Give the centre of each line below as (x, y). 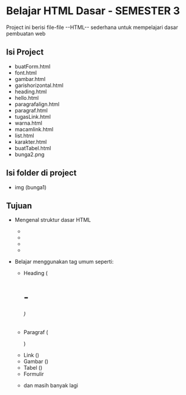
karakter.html (31, 142)
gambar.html (30, 79)
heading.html (31, 91)
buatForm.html (32, 66)
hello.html (27, 98)
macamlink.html (34, 129)
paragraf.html (31, 110)
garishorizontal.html (39, 85)
